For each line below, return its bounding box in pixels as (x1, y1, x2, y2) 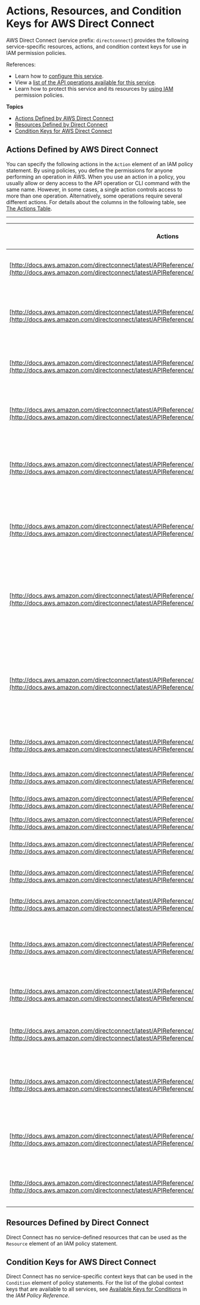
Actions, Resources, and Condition (6, 4, 182, 18)
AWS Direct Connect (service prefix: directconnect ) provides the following (6, 36, 189, 44)
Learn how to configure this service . (14, 72, 104, 79)
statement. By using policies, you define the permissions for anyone (6, 167, 173, 174)
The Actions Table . (6, 205, 52, 212)
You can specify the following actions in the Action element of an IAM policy (6, 160, 193, 168)
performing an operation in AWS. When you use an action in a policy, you (6, 173, 186, 180)
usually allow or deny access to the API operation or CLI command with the (6, 179, 190, 186)
